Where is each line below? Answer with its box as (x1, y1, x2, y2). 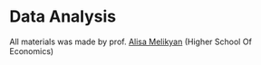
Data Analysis (9, 6, 117, 27)
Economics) (9, 45, 54, 56)
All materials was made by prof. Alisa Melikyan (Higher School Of (9, 36, 252, 47)
